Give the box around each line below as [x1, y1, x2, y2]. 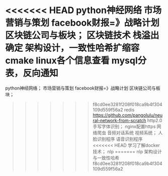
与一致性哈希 [93, 154, 120, 161]
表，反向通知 [5, 67, 59, 79]
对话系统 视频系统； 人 [116, 129, 163, 136]
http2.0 [147, 117, 162, 123]
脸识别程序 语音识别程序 [93, 136, 143, 142]
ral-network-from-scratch [93, 117, 146, 123]
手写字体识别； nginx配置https [93, 123, 156, 129]
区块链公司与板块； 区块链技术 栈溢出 [5, 30, 159, 41]
